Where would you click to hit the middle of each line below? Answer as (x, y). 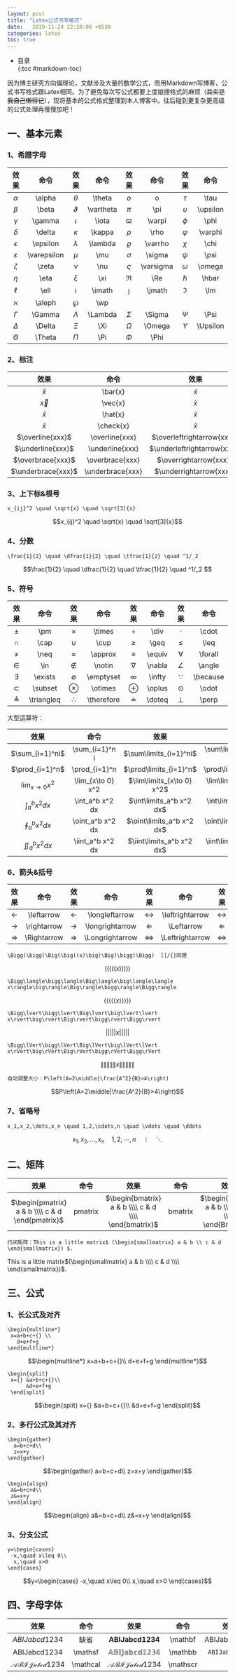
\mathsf (86, 1652)
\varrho (157, 243)
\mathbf (183, 1640)
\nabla (157, 665)
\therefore (104, 700)
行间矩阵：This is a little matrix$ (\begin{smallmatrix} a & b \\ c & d (114, 1243)
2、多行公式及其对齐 (42, 1425)
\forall (209, 654)
